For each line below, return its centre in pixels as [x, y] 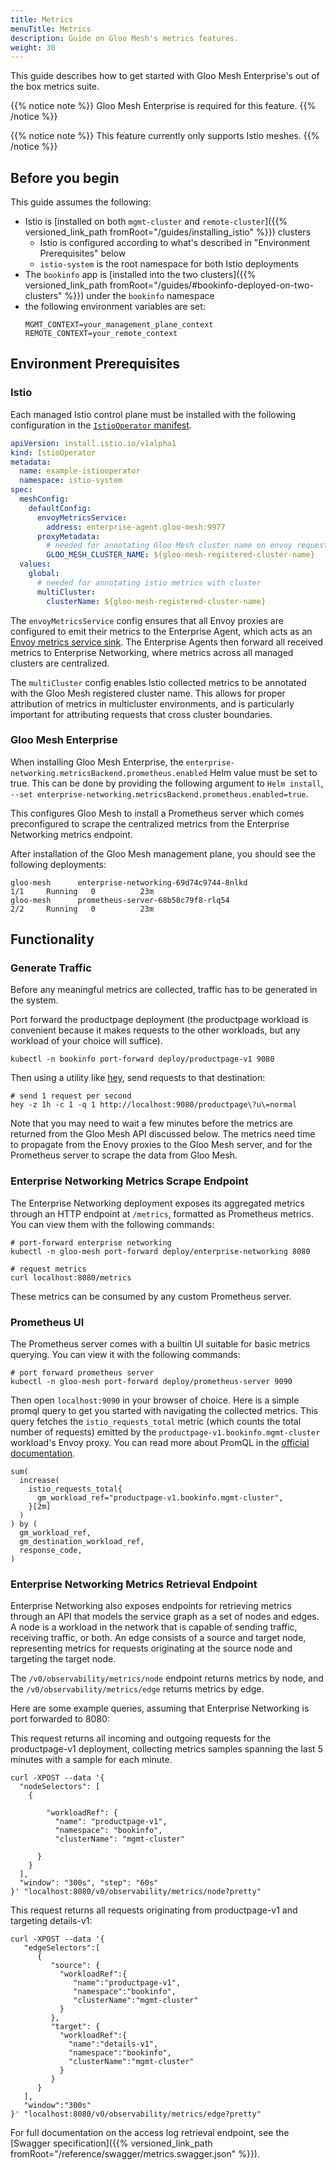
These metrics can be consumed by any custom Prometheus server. [151, 1296]
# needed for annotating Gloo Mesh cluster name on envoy [169, 546]
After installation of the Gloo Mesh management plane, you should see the [163, 853]
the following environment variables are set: [115, 307]
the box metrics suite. [55, 87]
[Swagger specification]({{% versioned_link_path [111, 2143]
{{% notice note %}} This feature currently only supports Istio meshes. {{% [165, 136]
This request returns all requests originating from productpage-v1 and [154, 1910]
